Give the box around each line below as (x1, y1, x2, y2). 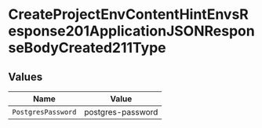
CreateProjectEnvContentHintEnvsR (8, 5, 249, 24)
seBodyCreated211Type (8, 39, 166, 57)
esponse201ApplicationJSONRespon (8, 22, 255, 40)
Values (8, 70, 43, 83)
